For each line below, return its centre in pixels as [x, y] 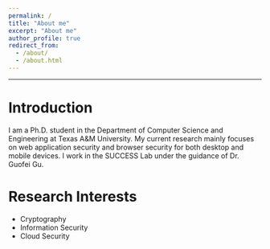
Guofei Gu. [26, 164]
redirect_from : [34, 46]
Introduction [51, 108]
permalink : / [30, 16]
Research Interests [73, 197]
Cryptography [43, 218]
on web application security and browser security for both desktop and [126, 147]
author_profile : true [45, 38]
